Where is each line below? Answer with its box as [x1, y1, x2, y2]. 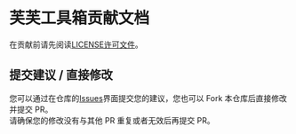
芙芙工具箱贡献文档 [9, 8, 150, 28]
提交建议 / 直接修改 [9, 67, 114, 83]
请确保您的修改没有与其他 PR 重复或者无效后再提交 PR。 [9, 114, 215, 125]
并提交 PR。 [9, 104, 53, 114]
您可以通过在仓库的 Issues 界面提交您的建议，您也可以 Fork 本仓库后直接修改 [9, 92, 287, 103]
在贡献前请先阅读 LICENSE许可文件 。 [9, 39, 144, 50]
